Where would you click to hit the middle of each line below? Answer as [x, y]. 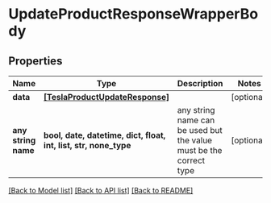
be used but [200, 130]
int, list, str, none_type [87, 145]
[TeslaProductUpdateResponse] [106, 97]
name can [196, 120]
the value [194, 140]
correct [191, 160]
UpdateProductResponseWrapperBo [133, 14]
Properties [35, 61]
